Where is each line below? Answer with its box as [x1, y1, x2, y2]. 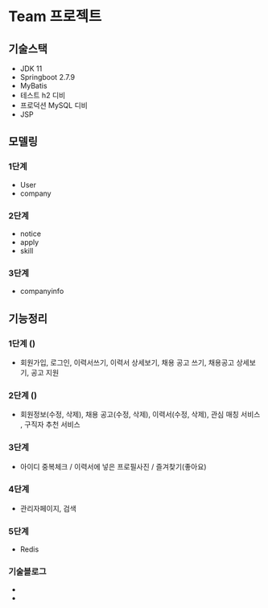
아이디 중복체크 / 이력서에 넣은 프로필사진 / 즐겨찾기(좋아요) [19, 461, 207, 471]
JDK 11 [19, 64, 43, 73]
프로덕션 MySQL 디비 [19, 101, 89, 110]
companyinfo [19, 287, 64, 296]
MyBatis [19, 81, 47, 90]
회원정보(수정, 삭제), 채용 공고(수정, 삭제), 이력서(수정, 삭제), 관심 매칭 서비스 [19, 410, 261, 420]
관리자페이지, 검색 [19, 503, 76, 513]
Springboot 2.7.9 [19, 72, 76, 81]
